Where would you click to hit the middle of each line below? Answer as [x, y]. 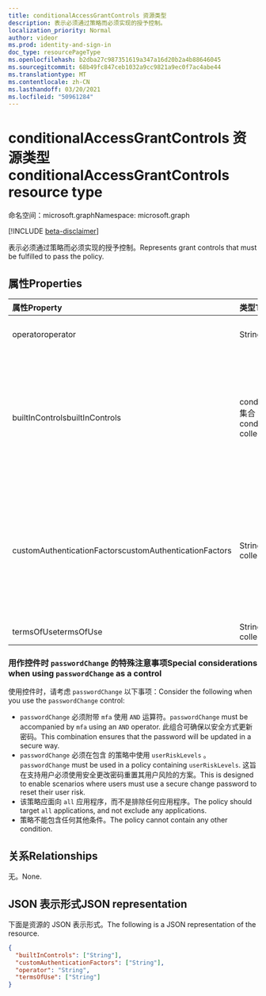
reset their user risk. [52, 792]
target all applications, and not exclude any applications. [113, 810]
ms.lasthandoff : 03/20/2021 [55, 89]
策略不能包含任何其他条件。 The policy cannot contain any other [123, 820]
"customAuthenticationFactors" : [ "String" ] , [90, 963]
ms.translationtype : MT [47, 75]
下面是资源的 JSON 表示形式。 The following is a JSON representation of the [132, 924]
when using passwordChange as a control [85, 673]
